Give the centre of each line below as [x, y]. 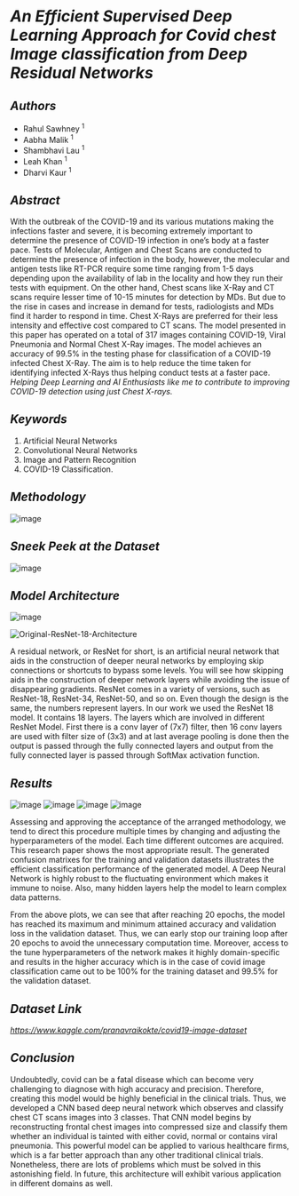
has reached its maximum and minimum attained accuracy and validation [143, 924]
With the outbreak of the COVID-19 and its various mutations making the [142, 222]
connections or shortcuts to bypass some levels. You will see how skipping [147, 670]
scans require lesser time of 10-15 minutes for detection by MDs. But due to [148, 297]
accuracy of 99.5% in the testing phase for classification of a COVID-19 [141, 354]
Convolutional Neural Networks [80, 450]
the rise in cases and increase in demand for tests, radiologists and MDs [142, 307]
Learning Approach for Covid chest [143, 35]
